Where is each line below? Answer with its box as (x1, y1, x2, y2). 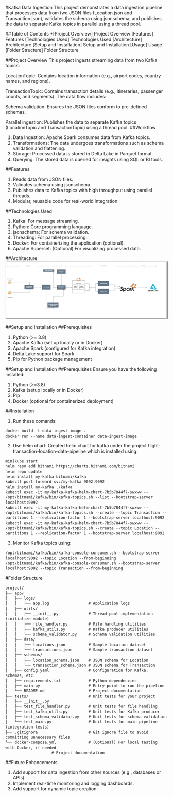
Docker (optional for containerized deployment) (12, 398, 114, 404)
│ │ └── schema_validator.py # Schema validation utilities (5, 632, 155, 637)
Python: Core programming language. (12, 223, 93, 230)
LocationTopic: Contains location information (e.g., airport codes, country (5, 73, 161, 79)
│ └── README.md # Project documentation (5, 688, 142, 694)
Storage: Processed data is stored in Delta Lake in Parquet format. (12, 151, 153, 157)
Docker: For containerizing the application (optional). (12, 240, 125, 246)
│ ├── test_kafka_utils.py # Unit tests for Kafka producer (5, 709, 160, 715)
